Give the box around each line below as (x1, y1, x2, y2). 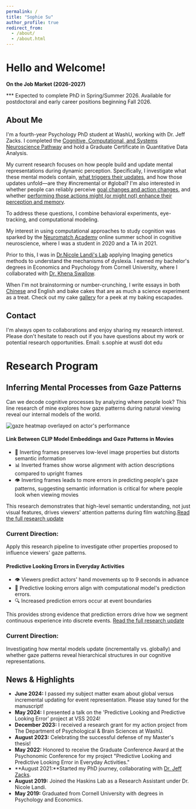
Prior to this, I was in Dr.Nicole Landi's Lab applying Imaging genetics (6, 251, 173, 258)
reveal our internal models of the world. (6, 410, 101, 417)
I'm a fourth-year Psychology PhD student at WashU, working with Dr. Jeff (6, 130, 185, 138)
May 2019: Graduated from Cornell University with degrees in (14, 790, 164, 797)
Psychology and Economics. (14, 796, 83, 803)
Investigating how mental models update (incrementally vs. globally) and (6, 645, 181, 652)
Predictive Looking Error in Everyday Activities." (14, 759, 130, 766)
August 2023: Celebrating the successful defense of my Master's (14, 734, 174, 741)
